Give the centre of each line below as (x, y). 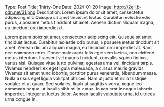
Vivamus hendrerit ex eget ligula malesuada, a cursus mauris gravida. (75, 68)
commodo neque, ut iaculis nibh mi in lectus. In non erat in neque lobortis (79, 89)
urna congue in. (21, 99)
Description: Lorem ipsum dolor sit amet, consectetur (90, 12)
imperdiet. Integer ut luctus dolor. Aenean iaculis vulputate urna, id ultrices (80, 94)
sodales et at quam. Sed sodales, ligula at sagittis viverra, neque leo (73, 84)
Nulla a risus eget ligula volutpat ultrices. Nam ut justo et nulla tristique (76, 78)
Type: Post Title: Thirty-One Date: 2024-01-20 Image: (59, 7)
